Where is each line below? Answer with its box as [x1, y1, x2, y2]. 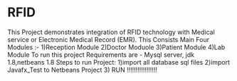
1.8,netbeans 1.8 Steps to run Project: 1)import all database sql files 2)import [7, 58, 230, 66]
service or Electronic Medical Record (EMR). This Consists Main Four [7, 35, 210, 43]
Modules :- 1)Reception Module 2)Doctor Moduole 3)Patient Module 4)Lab [7, 43, 226, 51]
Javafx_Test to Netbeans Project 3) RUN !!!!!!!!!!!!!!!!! [7, 65, 158, 74]
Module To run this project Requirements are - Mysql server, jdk [7, 50, 194, 59]
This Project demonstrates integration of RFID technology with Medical [7, 28, 215, 36]
